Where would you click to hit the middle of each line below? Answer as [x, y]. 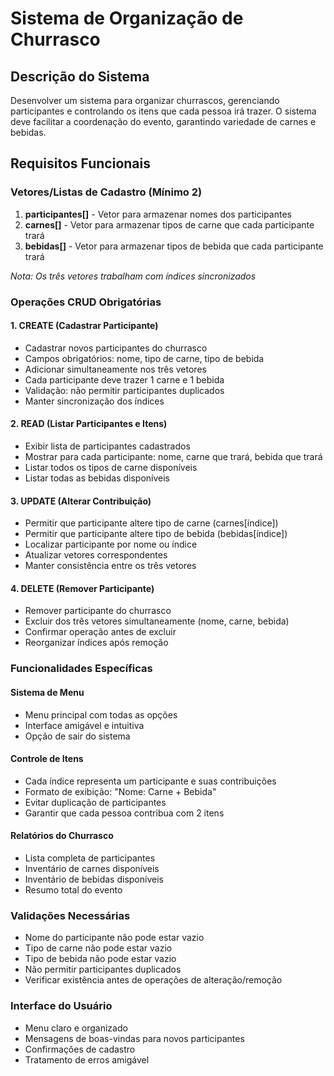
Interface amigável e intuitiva [84, 725]
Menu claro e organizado [76, 1028]
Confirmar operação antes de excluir [100, 632]
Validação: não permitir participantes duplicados [124, 390]
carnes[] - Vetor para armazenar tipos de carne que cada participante [169, 224]
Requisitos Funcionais [81, 163]
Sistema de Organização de [127, 18]
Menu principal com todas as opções [101, 714]
